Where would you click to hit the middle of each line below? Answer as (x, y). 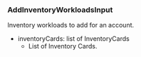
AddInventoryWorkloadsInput (60, 10)
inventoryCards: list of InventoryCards (73, 39)
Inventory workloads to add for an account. (71, 25)
